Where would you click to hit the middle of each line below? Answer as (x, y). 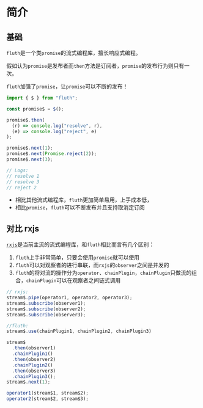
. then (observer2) (34, 359)
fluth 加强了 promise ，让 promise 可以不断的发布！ (67, 86)
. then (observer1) (34, 348)
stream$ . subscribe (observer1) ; (46, 303)
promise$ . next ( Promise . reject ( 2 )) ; (52, 154)
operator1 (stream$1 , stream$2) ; (47, 393)
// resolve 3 (23, 182)
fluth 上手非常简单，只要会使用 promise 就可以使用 (77, 258)
